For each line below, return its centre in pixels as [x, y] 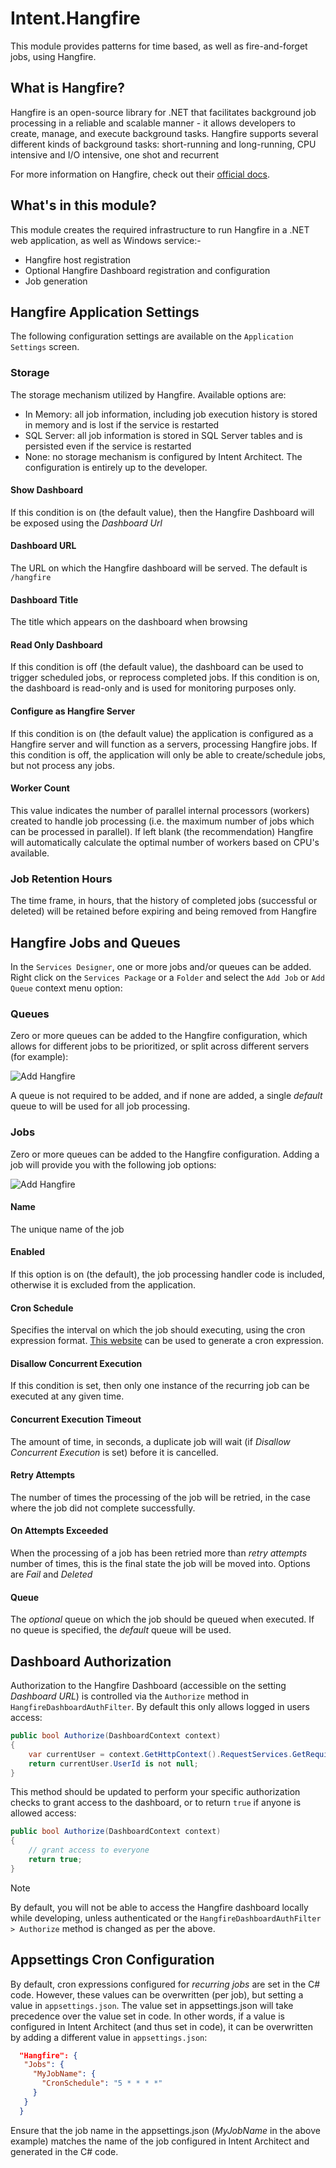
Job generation [56, 281]
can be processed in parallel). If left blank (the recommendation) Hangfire [162, 831]
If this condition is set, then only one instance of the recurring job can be [160, 1386]
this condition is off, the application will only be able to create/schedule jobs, [168, 754]
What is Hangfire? [67, 88]
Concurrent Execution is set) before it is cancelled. [114, 1452]
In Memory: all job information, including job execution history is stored [171, 414]
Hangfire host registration [78, 259]
